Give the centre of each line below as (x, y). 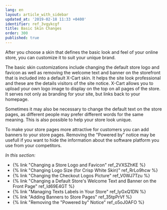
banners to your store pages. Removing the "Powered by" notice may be (80, 135)
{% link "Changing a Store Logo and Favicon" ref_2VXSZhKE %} (79, 165)
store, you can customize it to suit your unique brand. (60, 57)
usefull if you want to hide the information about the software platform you (82, 140)
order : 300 (17, 33)
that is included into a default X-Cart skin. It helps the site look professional (83, 78)
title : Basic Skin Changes (33, 29)
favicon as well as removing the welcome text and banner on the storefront (83, 72)
